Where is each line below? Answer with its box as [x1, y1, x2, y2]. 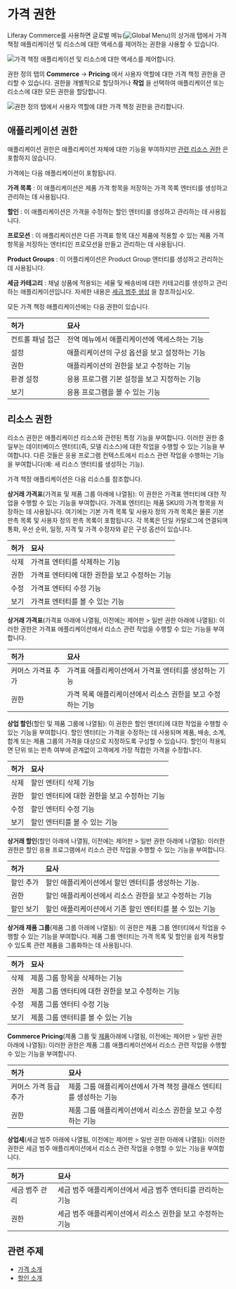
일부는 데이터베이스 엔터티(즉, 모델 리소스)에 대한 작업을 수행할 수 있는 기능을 [7, 442, 218, 450]
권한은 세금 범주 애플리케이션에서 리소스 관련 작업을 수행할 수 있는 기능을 [7, 1144, 206, 1153]
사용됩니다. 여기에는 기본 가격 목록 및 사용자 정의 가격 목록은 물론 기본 [33, 507, 225, 516]
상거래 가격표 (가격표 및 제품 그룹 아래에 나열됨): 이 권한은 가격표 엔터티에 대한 [7, 490, 219, 498]
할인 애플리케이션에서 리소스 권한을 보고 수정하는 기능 [45, 891, 213, 901]
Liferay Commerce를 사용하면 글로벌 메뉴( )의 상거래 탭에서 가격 [7, 31, 227, 39]
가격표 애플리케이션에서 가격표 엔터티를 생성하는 [66, 666, 217, 675]
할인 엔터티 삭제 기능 [30, 777, 95, 787]
